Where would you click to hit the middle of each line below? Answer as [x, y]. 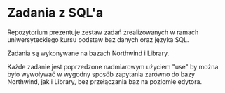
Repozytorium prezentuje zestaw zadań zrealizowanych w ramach [103, 32]
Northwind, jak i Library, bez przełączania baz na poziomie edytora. [104, 81]
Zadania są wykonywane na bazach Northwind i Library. [88, 53]
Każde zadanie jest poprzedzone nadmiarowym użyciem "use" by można [113, 66]
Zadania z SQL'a [55, 13]
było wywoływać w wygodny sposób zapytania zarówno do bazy [101, 74]
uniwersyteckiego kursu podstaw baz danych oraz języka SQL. [98, 39]
